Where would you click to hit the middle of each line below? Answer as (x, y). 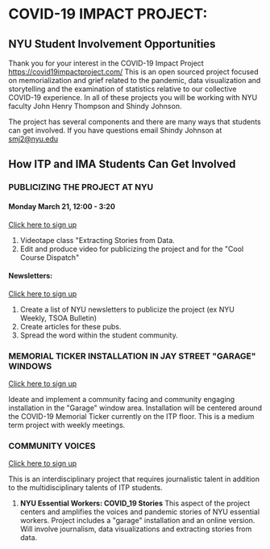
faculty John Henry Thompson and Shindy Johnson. (95, 106)
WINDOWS (30, 366)
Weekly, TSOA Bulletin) (58, 318)
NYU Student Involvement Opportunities (112, 44)
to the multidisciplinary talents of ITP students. (85, 488)
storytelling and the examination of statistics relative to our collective (123, 89)
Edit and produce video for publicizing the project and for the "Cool (132, 249)
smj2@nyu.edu (33, 139)
